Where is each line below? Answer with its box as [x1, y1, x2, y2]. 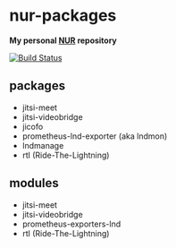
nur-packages [9, 5, 117, 26]
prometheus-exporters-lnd [21, 218, 122, 229]
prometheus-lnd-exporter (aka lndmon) [21, 131, 168, 141]
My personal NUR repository [9, 35, 118, 46]
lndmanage [21, 140, 64, 150]
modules [9, 175, 60, 191]
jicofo [21, 121, 44, 132]
